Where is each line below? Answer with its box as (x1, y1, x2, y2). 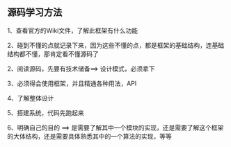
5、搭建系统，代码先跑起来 (7, 108, 85, 116)
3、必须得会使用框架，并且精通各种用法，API (7, 79, 137, 87)
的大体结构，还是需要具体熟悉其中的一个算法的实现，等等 (7, 132, 172, 140)
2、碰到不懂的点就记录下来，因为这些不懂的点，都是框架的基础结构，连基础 (7, 41, 225, 49)
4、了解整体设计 (7, 94, 54, 102)
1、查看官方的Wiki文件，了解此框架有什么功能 (7, 26, 138, 35)
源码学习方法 (7, 6, 63, 19)
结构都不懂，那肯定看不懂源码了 (7, 49, 99, 58)
